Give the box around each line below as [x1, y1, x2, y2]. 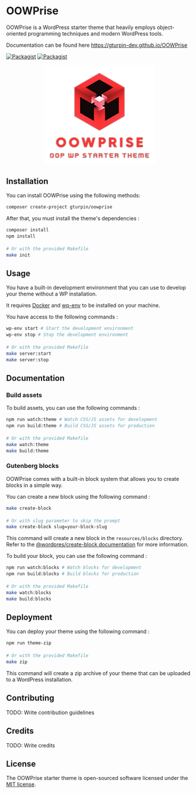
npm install [6, 233, 36, 239]
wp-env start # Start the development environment [6, 326, 134, 332]
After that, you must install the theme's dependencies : [6, 215, 140, 222]
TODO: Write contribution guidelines [6, 709, 95, 716]
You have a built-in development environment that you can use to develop [6, 284, 187, 291]
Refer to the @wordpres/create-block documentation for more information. [6, 541, 189, 548]
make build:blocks [6, 596, 52, 602]
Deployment [6, 612, 53, 622]
